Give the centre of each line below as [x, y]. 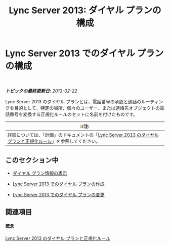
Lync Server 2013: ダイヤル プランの [85, 10]
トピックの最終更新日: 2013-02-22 [41, 91]
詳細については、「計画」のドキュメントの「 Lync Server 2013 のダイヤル [83, 135]
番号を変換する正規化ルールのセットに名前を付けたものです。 [74, 114]
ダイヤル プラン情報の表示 [40, 173]
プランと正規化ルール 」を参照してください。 [54, 141]
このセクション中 [32, 160]
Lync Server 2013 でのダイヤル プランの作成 [58, 184]
